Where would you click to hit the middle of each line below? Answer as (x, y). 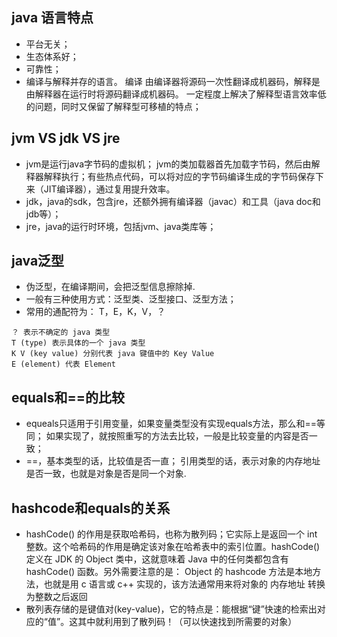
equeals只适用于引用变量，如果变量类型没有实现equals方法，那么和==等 (175, 424)
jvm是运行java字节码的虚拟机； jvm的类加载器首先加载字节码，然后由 (168, 164)
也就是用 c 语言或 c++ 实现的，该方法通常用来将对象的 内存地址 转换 (184, 584)
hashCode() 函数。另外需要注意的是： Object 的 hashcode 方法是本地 (169, 572)
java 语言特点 (52, 18)
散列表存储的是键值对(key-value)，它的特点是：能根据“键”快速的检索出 (171, 609)
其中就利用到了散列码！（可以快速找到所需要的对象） (187, 622)
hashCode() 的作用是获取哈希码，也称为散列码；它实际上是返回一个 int (171, 534)
